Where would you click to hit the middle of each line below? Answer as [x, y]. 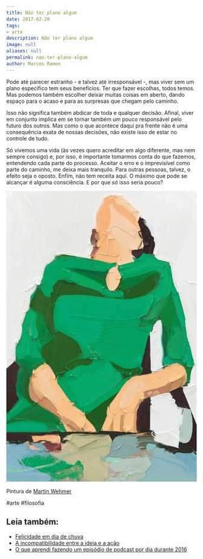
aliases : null [24, 51]
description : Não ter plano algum [50, 38]
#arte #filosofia [25, 503]
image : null [21, 45]
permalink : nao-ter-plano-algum [47, 57]
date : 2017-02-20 [28, 19]
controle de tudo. [28, 138]
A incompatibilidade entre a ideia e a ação [67, 543]
